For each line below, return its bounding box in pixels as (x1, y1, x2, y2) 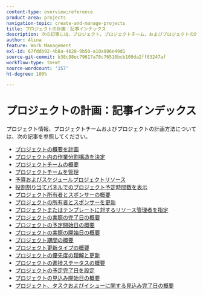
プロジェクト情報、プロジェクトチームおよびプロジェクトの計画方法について (6, 125, 197, 133)
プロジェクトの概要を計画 (14, 146, 79, 153)
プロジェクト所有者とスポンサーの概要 (14, 191, 111, 199)
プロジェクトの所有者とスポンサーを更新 (14, 199, 116, 206)
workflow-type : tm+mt (6, 59, 61, 65)
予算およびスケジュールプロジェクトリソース (14, 176, 126, 184)
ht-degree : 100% (6, 71, 47, 77)
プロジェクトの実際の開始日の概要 (14, 229, 100, 236)
